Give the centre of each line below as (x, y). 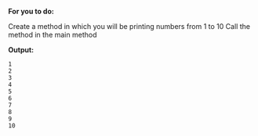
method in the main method (53, 35)
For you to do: (31, 11)
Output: (21, 50)
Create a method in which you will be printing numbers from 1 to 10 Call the (129, 26)
